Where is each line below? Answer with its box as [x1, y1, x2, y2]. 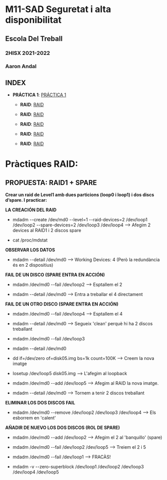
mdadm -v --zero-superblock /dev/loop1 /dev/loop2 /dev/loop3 [12, 464, 144, 470]
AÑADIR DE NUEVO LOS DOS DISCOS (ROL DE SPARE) [5, 425, 120, 431]
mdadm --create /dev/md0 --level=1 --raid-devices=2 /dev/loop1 [12, 217, 148, 223]
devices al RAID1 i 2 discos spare [12, 227, 82, 233]
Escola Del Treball [5, 34, 63, 43]
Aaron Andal [5, 63, 37, 70]
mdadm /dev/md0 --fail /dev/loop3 [12, 336, 85, 342]
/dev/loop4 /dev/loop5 [12, 469, 59, 475]
